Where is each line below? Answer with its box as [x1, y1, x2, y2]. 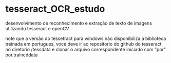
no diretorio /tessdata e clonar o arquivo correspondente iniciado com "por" [5, 46, 166, 52]
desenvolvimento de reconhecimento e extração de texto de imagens [5, 20, 153, 26]
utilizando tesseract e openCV [5, 25, 69, 31]
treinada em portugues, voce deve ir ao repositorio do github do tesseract [5, 40, 162, 47]
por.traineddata [5, 52, 38, 58]
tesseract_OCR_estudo [5, 3, 105, 15]
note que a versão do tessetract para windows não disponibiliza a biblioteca [5, 35, 166, 41]
